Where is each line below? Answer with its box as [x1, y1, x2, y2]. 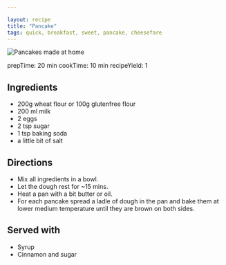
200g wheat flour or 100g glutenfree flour [17, 100, 136, 108]
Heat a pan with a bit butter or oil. [17, 190, 113, 198]
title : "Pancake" [7, 22, 57, 30]
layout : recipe [7, 16, 51, 23]
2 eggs [17, 115, 37, 123]
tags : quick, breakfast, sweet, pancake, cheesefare [7, 29, 162, 36]
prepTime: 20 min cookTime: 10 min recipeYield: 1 [7, 62, 148, 70]
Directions [7, 156, 53, 168]
